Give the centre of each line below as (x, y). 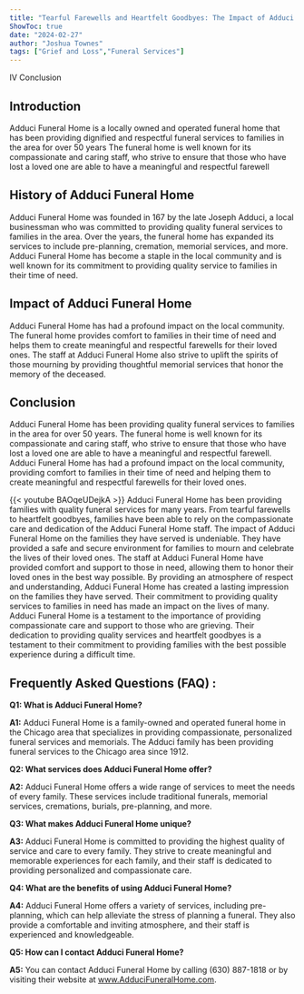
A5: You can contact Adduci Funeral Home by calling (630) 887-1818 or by (149, 970)
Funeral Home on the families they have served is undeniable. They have (145, 538)
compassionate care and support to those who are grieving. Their (132, 626)
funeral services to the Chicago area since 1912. (99, 752)
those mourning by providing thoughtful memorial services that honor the (147, 364)
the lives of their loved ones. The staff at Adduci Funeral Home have (137, 558)
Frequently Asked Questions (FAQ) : (113, 683)
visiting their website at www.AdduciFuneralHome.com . (113, 979)
